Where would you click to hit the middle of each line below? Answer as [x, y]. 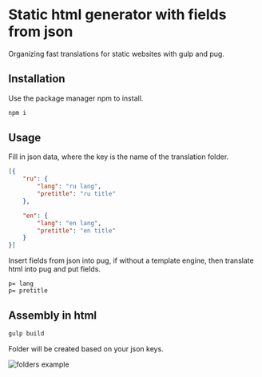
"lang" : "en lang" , [69, 223]
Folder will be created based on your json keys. [86, 348]
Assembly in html [53, 315]
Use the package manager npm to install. [76, 98]
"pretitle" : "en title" [76, 230]
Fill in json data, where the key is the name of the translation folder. [119, 157]
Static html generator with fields [117, 15]
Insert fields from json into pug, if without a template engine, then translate [131, 260]
